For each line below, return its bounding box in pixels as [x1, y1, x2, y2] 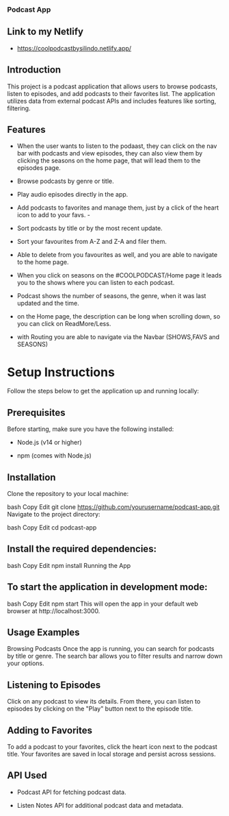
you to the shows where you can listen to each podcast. [16, 279, 175, 287]
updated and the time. [16, 299, 80, 308]
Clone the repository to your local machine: [7, 489, 129, 497]
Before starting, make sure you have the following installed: [7, 425, 174, 433]
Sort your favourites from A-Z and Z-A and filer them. [16, 238, 167, 246]
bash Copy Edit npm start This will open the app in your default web [7, 599, 198, 608]
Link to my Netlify [7, 26, 84, 38]
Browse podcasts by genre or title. [16, 177, 114, 186]
